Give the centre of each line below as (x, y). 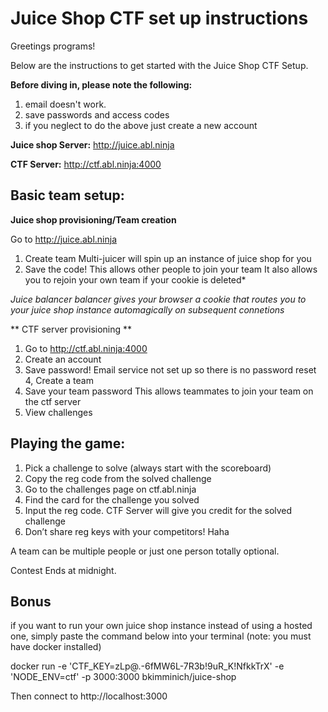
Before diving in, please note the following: (101, 84)
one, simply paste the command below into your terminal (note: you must (161, 636)
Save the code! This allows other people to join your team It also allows (171, 269)
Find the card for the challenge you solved (112, 499)
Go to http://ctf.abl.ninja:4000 (86, 348)
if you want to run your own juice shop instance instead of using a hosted (161, 626)
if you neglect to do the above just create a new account (141, 125)
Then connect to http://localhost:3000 (89, 696)
